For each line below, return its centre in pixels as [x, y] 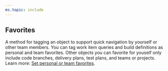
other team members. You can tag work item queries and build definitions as [84, 47]
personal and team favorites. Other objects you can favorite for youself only [83, 52]
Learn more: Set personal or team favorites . [50, 63]
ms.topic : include [24, 10]
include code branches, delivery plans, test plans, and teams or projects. [80, 58]
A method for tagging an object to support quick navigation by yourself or [81, 42]
